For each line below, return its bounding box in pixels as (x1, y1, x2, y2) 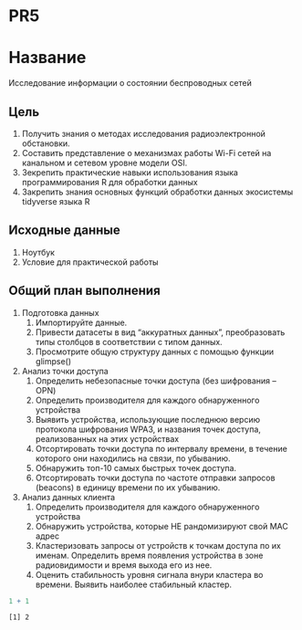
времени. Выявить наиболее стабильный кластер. (35, 579, 233, 590)
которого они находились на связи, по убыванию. (35, 453, 231, 464)
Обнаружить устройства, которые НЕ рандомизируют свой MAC (35, 520, 288, 531)
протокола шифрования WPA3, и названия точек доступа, (35, 424, 262, 435)
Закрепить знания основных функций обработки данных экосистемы (21, 186, 294, 197)
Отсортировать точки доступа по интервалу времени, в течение (35, 443, 288, 454)
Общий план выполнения (8, 283, 161, 299)
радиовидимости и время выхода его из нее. (35, 559, 213, 571)
